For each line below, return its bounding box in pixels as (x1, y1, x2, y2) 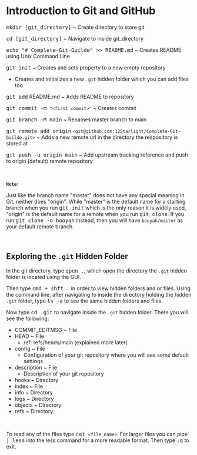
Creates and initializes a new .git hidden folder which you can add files (14, 75, 189, 82)
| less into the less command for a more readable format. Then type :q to (6, 437, 189, 444)
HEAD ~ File (14, 333, 44, 340)
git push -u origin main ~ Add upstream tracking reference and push (6, 151, 188, 158)
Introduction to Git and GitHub (6, 4, 156, 18)
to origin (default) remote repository (6, 157, 93, 164)
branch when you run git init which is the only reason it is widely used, (6, 204, 186, 211)
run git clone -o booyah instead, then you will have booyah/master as (6, 217, 183, 224)
